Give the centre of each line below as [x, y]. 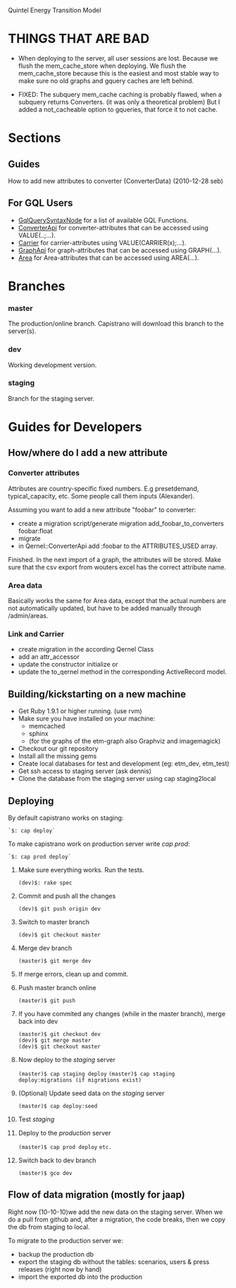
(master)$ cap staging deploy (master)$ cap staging [97, 1074]
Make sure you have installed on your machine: [87, 719]
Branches [37, 286]
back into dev [38, 1021]
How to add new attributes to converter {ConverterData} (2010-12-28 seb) [116, 181]
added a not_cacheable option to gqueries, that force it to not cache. [118, 109]
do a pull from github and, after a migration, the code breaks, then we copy [117, 1219]
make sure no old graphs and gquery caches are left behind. [106, 80]
